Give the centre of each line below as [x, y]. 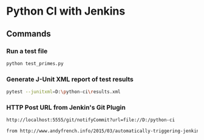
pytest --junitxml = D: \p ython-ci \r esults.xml [63, 92]
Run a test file [27, 51]
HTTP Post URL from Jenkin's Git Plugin [66, 107]
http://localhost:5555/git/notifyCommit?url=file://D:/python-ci [90, 120]
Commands [29, 34]
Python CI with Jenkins [66, 11]
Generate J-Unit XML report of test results [70, 79]
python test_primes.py [35, 63]
